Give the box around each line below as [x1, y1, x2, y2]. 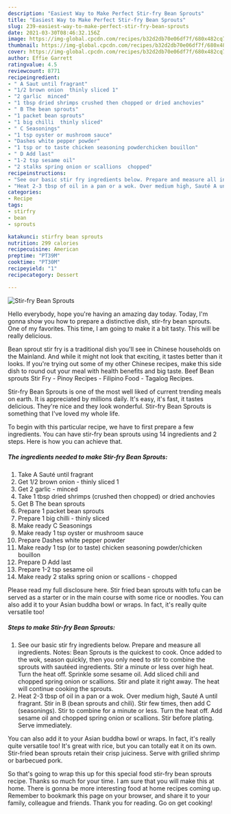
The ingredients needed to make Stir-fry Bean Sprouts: [8, 453, 168, 461]
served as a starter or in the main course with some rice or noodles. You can [8, 593, 223, 601]
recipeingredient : [8, 74, 60, 81]
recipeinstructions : [8, 170, 67, 177]
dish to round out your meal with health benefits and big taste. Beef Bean [8, 367, 215, 375]
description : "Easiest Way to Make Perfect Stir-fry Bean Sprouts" [8, 10, 205, 17]
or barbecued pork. [8, 756, 63, 765]
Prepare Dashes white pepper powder [17, 536, 125, 544]
